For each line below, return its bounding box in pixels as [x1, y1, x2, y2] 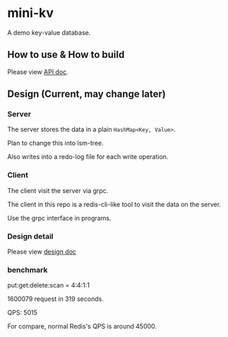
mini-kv [7, 5, 54, 21]
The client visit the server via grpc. [7, 186, 109, 195]
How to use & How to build [7, 49, 125, 61]
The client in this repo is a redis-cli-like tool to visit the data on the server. [7, 200, 221, 208]
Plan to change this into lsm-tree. [7, 139, 104, 148]
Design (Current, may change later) [7, 88, 166, 100]
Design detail [7, 231, 54, 241]
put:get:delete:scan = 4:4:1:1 [7, 281, 90, 290]
